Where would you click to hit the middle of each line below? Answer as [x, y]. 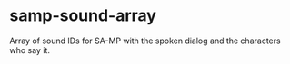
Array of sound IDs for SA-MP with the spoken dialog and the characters [145, 41]
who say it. [30, 50]
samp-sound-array [83, 16]
